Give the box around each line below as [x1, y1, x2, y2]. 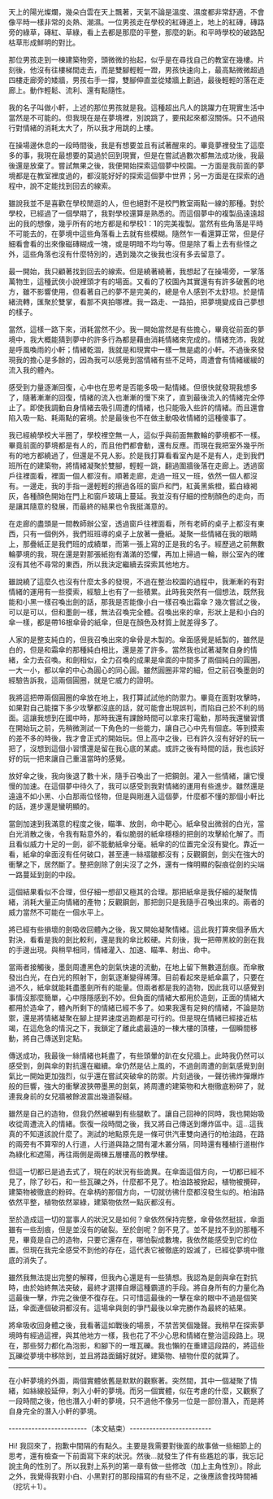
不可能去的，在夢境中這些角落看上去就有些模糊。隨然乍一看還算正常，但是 [8, 229, 258, 238]
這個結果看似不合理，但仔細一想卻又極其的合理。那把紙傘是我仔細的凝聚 [8, 887, 250, 897]
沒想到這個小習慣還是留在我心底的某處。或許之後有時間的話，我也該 [29, 744, 258, 753]
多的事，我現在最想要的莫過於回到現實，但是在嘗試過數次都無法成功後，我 [8, 151, 258, 160]
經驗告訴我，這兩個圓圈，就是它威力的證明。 [8, 675, 158, 685]
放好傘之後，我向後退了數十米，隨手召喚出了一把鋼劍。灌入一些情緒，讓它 [8, 771, 258, 780]
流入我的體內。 [8, 365, 58, 374]
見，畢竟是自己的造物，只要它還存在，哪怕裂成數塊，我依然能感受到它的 [8, 1235, 250, 1244]
